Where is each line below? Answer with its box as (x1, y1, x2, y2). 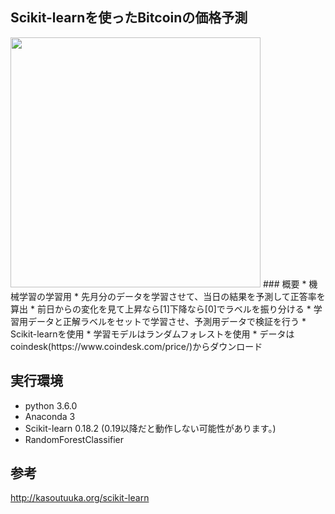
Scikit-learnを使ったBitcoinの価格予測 (10, 9, 248, 27)
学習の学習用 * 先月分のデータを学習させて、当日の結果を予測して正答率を (18, 290, 326, 302)
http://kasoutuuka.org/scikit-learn (10, 492, 150, 504)
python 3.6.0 (24, 399, 78, 412)
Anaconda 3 (24, 410, 76, 422)
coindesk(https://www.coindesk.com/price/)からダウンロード (10, 340, 263, 352)
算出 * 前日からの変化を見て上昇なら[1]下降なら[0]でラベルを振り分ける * (10, 303, 312, 315)
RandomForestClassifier (24, 433, 125, 445)
